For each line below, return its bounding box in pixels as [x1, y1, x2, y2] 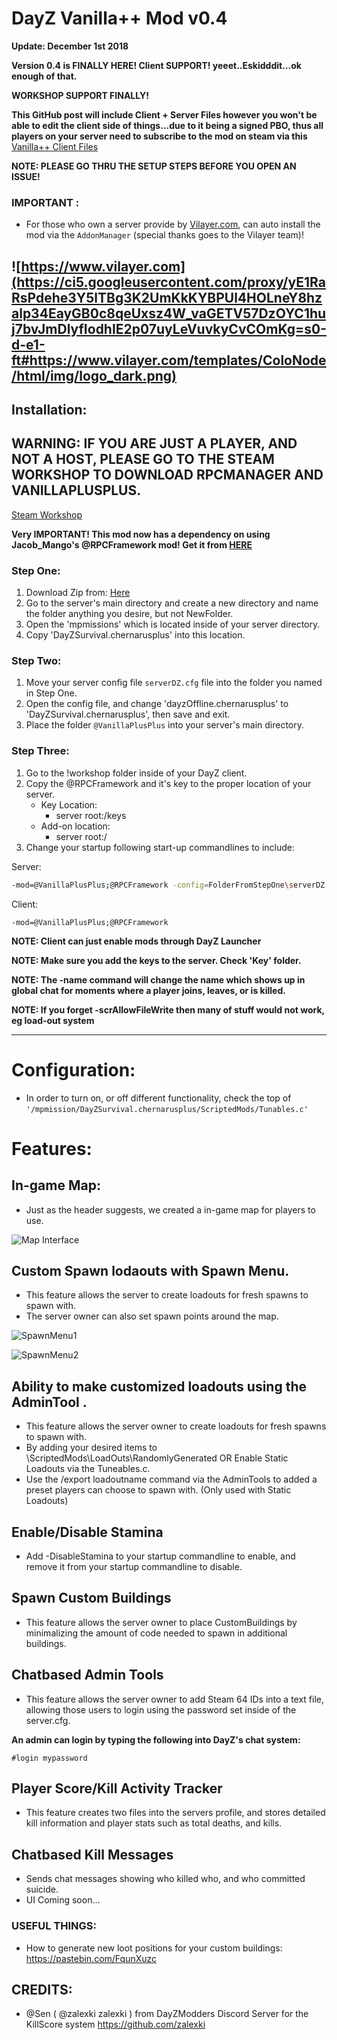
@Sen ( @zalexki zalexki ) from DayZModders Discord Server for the [25, 2008, 309, 2020]
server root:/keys [55, 809, 127, 821]
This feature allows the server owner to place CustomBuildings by [25, 1616, 298, 1628]
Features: [11, 1137, 93, 1160]
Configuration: [11, 1058, 136, 1081]
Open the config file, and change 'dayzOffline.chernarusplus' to [25, 698, 289, 710]
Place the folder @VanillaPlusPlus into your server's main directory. [25, 719, 305, 731]
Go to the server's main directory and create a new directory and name [25, 597, 319, 609]
